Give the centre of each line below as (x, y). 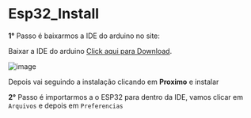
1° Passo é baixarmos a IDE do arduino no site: (84, 36)
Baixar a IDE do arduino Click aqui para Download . (90, 51)
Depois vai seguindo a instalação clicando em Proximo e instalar (114, 82)
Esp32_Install (54, 14)
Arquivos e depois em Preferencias (66, 105)
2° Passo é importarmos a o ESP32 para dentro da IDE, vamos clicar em (126, 97)
